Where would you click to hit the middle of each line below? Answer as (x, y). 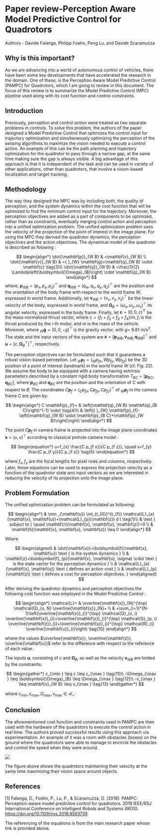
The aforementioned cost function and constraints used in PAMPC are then (80, 722)
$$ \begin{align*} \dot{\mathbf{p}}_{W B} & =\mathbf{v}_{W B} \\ (81, 257)
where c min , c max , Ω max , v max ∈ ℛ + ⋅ (40, 694)
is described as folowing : (31, 247)
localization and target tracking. (37, 174)
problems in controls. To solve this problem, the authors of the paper (73, 128)
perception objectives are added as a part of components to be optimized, (79, 216)
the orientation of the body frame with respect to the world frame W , (73, 292)
